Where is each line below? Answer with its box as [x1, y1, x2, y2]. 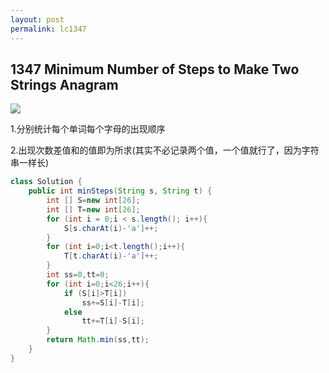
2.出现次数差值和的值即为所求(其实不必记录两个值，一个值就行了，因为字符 [10, 144, 320, 156]
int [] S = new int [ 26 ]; [46, 196, 141, 206]
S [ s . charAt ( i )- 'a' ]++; [63, 223, 159, 233]
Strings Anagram [10, 76, 119, 93]
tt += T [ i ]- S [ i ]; [81, 316, 145, 326]
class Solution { [10, 177, 83, 187]
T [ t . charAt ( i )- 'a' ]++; [63, 251, 159, 261]
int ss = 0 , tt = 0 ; [46, 270, 110, 280]
